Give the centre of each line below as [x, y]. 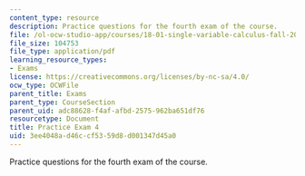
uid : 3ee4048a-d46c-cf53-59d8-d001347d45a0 [93, 136]
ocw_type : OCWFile [44, 85]
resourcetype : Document [54, 119]
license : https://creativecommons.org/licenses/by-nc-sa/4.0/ [129, 77]
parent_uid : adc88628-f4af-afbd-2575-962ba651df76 [107, 111]
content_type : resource [54, 18]
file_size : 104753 [44, 43]
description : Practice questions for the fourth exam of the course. [144, 26]
